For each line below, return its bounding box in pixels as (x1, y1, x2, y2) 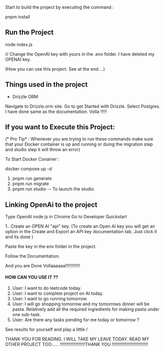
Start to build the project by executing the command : (5, 4, 114, 10)
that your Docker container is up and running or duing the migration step (5, 141, 153, 147)
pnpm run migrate (12, 181, 50, 187)
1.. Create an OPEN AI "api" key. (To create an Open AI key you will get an (5, 223, 155, 229)
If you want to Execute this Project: (5, 123, 115, 131)
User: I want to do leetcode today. (12, 285, 82, 291)
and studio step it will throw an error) (5, 147, 81, 153)
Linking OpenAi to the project (5, 200, 98, 209)
